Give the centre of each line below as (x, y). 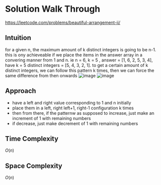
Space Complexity (34, 166)
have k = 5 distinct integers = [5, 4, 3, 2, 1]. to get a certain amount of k (77, 65)
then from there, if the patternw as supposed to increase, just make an (83, 113)
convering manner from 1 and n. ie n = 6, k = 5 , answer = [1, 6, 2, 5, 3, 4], (79, 60)
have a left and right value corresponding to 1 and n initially (71, 103)
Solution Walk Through (53, 9)
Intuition (18, 38)
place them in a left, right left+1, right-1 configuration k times (73, 108)
